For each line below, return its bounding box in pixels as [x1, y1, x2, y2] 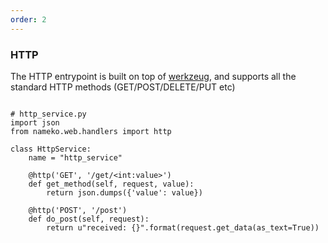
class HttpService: [10, 144, 92, 154]
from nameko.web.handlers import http [10, 126, 172, 136]
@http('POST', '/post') [28, 205, 128, 215]
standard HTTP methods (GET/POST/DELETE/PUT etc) [10, 81, 236, 93]
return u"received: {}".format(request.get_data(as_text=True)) [46, 222, 320, 233]
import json [10, 117, 60, 128]
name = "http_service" [28, 152, 123, 163]
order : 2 [10, 14, 47, 25]
